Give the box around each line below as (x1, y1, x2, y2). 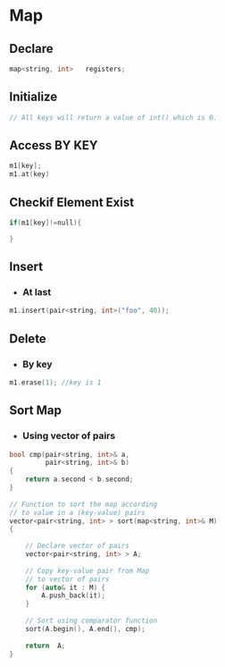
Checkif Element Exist (9, 194, 135, 210)
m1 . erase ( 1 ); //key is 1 (9, 377, 102, 387)
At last (21, 286, 52, 298)
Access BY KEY (9, 138, 98, 153)
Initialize (9, 89, 58, 105)
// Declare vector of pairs (25, 542, 129, 551)
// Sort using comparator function (25, 616, 158, 625)
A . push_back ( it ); (41, 591, 105, 600)
